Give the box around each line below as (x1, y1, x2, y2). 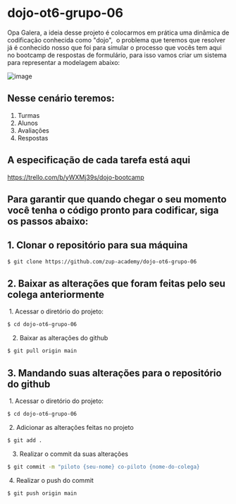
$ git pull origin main (7, 347, 77, 354)
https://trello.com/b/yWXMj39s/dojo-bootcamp (7, 173, 144, 181)
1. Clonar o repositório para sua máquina (7, 239, 188, 251)
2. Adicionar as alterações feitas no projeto (8, 423, 134, 431)
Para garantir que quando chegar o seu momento (7, 193, 227, 205)
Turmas (17, 111, 40, 119)
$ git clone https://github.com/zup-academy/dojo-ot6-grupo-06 (7, 258, 197, 265)
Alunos (17, 119, 39, 127)
